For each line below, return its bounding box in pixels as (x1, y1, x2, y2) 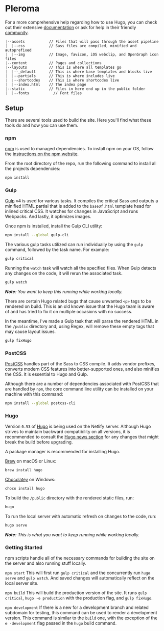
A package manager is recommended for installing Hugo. (5, 449, 120, 455)
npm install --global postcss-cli (5, 401, 76, 406)
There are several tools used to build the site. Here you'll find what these (5, 117, 152, 123)
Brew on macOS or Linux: (5, 458, 57, 464)
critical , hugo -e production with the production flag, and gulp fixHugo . (5, 595, 153, 601)
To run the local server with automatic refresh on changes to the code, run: (5, 513, 157, 519)
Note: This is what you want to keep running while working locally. (5, 531, 140, 538)
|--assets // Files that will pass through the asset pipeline (5, 39, 159, 44)
